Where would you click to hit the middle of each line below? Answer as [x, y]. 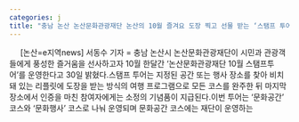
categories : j [36, 17]
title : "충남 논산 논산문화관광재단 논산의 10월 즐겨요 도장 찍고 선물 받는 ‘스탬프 [142, 26]
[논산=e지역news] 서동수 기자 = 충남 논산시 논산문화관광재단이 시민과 [141, 52]
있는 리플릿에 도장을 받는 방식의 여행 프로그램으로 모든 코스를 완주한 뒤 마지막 [153, 85]
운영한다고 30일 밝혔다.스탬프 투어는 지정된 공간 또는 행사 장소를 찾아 [148, 74]
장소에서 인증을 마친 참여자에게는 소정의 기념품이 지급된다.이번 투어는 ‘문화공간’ [147, 97]
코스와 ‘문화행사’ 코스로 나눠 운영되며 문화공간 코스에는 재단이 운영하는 [131, 108]
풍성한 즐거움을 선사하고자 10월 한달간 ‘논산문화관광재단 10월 [138, 63]
